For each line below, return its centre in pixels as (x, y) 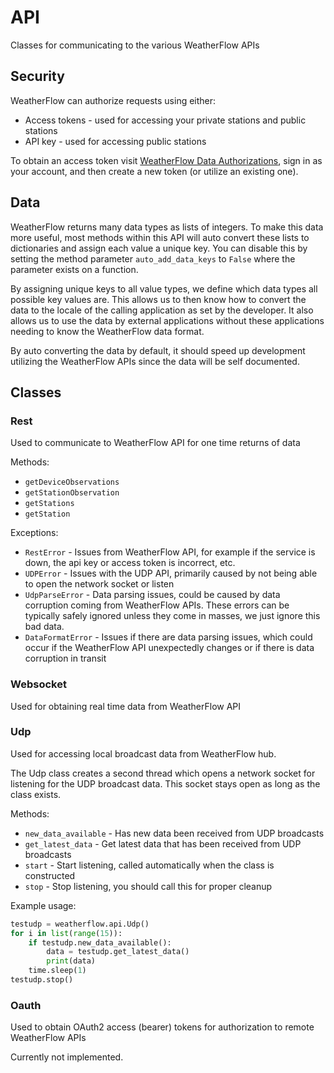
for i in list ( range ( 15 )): (66, 933)
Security (37, 76)
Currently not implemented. (67, 1057)
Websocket (38, 684)
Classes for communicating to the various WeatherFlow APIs (135, 45)
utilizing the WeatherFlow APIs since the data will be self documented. (155, 361)
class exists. (36, 794)
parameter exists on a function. (74, 269)
